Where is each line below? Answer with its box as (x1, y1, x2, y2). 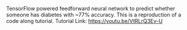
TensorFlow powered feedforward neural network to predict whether (6, 5, 176, 12)
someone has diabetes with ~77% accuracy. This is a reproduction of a (6, 11, 182, 18)
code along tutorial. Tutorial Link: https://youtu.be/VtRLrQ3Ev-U (6, 18, 163, 24)
